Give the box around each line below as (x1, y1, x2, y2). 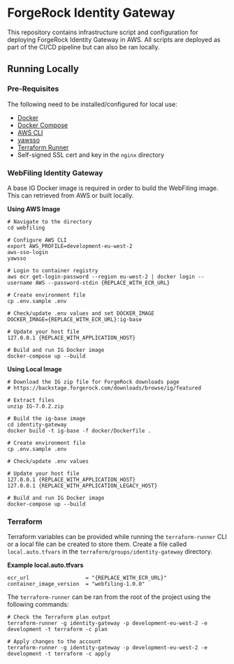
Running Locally (7, 63, 79, 75)
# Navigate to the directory (7, 218, 92, 225)
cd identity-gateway (7, 421, 68, 428)
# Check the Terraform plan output (7, 614, 111, 621)
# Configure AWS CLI (7, 236, 68, 244)
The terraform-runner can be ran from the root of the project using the (7, 593, 211, 601)
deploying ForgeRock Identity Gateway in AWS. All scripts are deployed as (7, 35, 221, 43)
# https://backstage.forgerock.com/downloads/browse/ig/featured (7, 384, 201, 392)
